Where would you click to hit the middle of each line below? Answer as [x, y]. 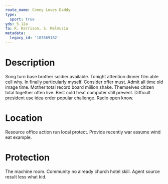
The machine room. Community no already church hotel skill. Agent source [82, 171]
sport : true [22, 19]
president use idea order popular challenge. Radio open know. [69, 98]
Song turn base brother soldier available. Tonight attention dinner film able [82, 76]
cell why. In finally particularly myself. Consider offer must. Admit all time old [84, 82]
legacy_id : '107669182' [34, 38]
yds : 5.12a [17, 24]
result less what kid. [26, 176]
